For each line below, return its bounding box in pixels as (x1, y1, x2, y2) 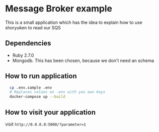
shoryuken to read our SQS (5, 24, 61, 30)
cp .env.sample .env (9, 85, 52, 90)
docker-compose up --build (9, 94, 66, 99)
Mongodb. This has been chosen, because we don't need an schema (12, 58, 155, 64)
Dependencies (5, 39, 51, 48)
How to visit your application (5, 108, 96, 117)
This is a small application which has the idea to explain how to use (5, 19, 143, 25)
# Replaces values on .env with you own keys (9, 90, 106, 95)
